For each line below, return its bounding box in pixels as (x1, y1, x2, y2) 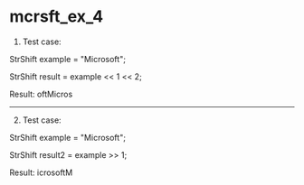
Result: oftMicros (9, 88, 73, 99)
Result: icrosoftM (9, 167, 73, 178)
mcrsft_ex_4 (9, 6, 104, 27)
